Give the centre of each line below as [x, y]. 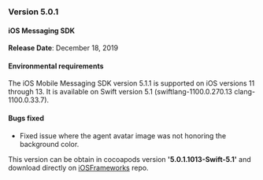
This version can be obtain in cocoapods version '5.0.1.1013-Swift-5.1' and [130, 159]
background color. [49, 144]
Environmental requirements [56, 66]
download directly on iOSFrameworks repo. [78, 167]
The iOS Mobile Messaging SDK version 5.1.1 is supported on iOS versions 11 [131, 83]
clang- [244, 92]
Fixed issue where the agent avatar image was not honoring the [123, 135]
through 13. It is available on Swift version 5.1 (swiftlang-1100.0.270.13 [120, 92]
